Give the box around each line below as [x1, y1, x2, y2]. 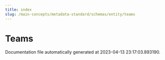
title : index [5, 7, 32, 12]
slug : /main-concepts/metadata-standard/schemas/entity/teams [5, 12, 135, 17]
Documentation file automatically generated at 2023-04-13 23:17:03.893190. [5, 49, 161, 55]
